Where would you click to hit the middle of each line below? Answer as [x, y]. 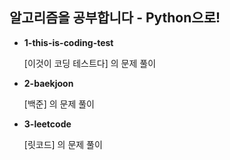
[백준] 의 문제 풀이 [59, 104]
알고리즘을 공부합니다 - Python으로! [115, 18]
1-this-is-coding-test [68, 42]
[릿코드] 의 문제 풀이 [63, 144]
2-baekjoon [48, 83]
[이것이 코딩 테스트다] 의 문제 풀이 [90, 63]
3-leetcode [47, 124]
